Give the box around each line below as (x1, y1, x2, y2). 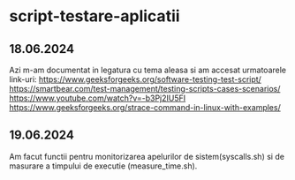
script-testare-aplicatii (9, 6, 180, 26)
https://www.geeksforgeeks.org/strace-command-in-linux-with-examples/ (9, 102, 281, 112)
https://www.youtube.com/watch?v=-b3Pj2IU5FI (9, 93, 186, 103)
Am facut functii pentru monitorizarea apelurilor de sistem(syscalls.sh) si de (9, 151, 285, 161)
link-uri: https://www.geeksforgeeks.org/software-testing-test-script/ (9, 74, 262, 85)
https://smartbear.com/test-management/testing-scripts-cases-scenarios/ (9, 84, 281, 94)
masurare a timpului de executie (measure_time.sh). (9, 161, 198, 171)
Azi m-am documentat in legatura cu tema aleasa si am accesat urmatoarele (9, 64, 287, 75)
